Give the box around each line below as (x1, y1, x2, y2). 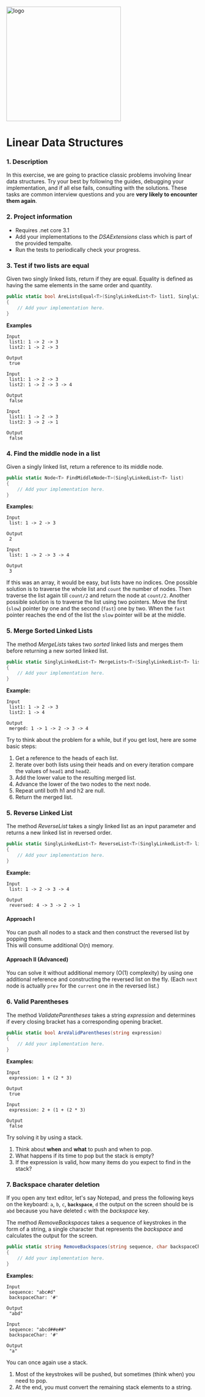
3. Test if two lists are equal (6, 261, 90, 269)
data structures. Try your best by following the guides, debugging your (6, 178, 184, 185)
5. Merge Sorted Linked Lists (6, 626, 93, 635)
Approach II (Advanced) (6, 955, 69, 963)
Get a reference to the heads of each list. (15, 755, 119, 762)
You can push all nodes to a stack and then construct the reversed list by (6, 929, 190, 936)
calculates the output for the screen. (6, 1232, 98, 1239)
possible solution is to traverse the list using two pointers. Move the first (6, 598, 187, 606)
